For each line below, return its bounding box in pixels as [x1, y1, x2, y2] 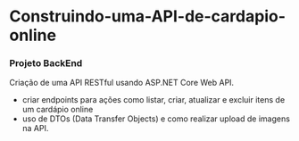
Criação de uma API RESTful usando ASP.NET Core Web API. [9, 78, 235, 88]
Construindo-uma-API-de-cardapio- [9, 6, 286, 27]
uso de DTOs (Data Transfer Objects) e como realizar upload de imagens [21, 113, 290, 124]
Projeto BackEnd [9, 57, 83, 70]
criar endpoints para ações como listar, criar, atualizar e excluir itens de [21, 95, 286, 105]
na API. [21, 123, 49, 134]
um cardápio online [21, 104, 94, 115]
